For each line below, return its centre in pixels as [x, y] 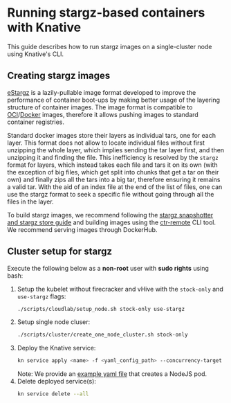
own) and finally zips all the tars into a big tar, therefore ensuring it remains [114, 179]
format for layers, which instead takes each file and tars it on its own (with [112, 165]
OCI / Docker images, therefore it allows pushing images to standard [103, 114]
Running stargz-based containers [106, 13]
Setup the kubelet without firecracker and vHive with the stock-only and [120, 289]
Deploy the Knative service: [56, 348]
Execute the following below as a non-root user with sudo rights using [108, 268]
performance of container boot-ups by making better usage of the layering [113, 100]
